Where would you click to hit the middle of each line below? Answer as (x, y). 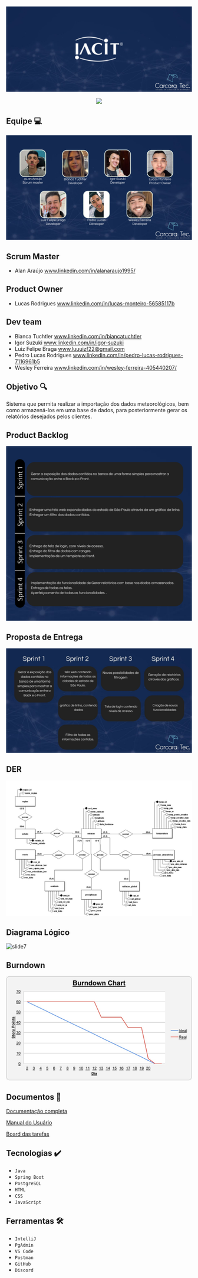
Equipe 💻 (24, 121)
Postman (24, 1258)
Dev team (24, 322)
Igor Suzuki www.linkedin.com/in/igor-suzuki (69, 343)
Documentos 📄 (34, 1097)
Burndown (26, 965)
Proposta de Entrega (44, 638)
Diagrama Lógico (38, 932)
